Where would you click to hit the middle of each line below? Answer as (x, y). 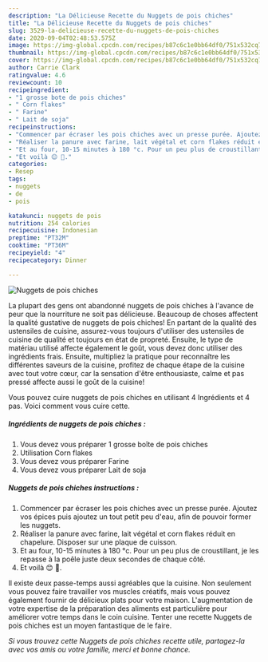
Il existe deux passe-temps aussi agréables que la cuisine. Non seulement (130, 583)
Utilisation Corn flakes (56, 453)
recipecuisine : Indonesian (53, 231)
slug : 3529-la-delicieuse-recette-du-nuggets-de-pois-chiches (114, 30)
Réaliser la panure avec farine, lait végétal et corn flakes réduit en (128, 533)
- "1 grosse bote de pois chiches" (67, 97)
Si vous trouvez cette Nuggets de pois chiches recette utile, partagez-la (127, 640)
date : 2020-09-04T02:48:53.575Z (62, 38)
